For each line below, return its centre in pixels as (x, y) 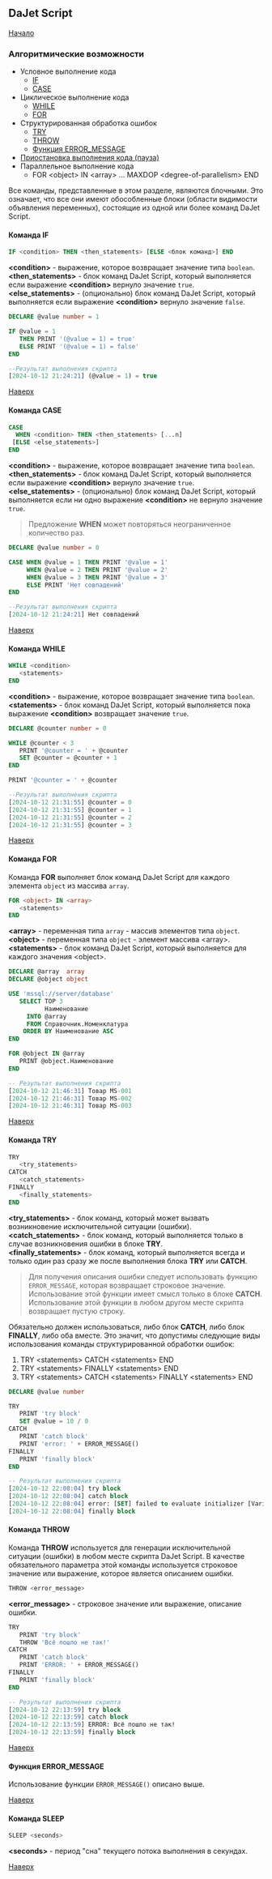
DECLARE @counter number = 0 (57, 728)
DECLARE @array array (47, 972)
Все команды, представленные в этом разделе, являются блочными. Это (136, 190)
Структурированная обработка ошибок (89, 123)
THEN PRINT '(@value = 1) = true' (77, 339)
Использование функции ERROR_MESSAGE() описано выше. (106, 1784)
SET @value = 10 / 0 (54, 1421)
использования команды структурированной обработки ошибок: (121, 1343)
